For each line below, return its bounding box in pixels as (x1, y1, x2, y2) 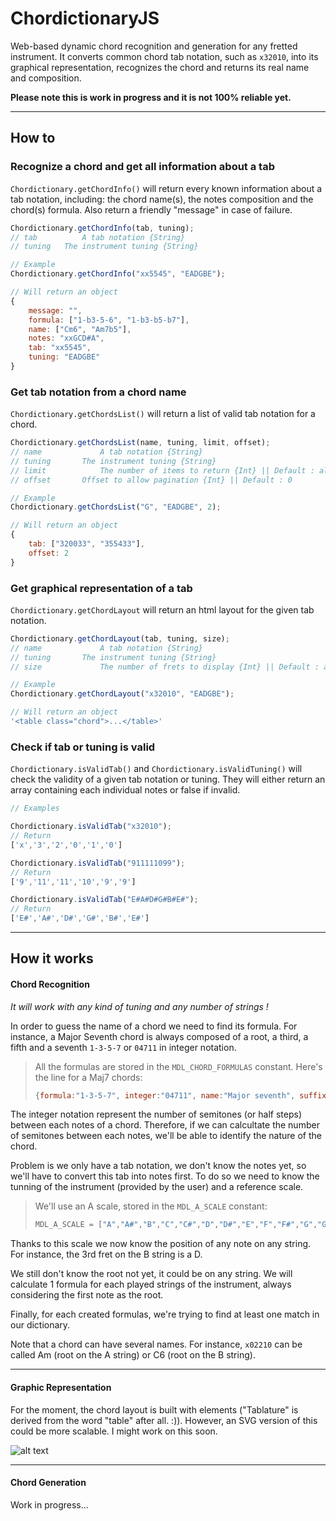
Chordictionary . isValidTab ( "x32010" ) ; (10, 822, 172, 832)
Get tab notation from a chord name (10, 385, 187, 399)
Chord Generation (10, 1477, 87, 1489)
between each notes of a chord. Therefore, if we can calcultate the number (10, 1119, 320, 1131)
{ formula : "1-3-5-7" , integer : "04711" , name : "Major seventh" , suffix (34, 1090, 327, 1101)
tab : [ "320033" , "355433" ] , (28, 539, 145, 549)
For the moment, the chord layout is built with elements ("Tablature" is (10, 1403, 299, 1416)
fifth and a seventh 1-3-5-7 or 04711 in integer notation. (10, 1041, 237, 1053)
